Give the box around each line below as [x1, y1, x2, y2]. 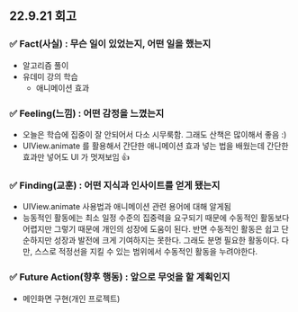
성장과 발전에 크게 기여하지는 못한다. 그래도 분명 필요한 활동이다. [53, 235, 280, 245]
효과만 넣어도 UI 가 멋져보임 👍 [22, 151, 131, 162]
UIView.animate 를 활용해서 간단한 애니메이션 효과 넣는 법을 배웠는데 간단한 [22, 140, 289, 151]
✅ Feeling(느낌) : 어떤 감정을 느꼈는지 [9, 107, 165, 120]
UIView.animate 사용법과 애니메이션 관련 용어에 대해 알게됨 [22, 201, 231, 212]
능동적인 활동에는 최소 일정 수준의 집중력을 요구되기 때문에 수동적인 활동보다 [22, 212, 290, 223]
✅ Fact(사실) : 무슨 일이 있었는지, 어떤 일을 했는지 [9, 38, 212, 50]
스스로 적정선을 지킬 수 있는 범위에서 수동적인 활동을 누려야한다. [34, 246, 258, 257]
